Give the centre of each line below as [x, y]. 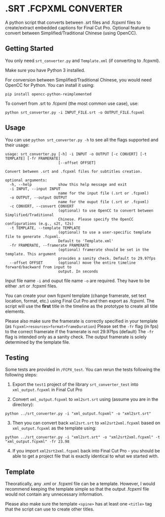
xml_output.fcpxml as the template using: [54, 428]
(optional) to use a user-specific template [105, 232]
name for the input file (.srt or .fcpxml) [103, 193]
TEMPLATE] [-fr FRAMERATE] [33, 158]
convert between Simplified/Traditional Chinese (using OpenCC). [71, 33]
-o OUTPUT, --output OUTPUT [39, 197]
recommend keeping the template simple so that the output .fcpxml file [77, 489]
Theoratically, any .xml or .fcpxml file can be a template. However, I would [80, 484]
